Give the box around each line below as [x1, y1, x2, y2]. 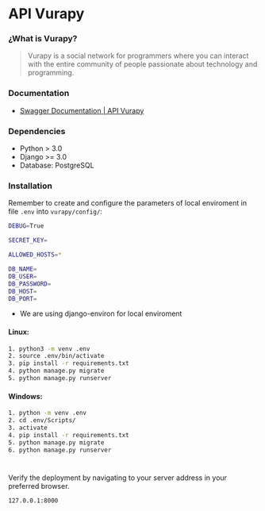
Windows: [8, 391, 43, 401]
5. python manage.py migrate [8, 438, 105, 447]
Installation [8, 180, 53, 191]
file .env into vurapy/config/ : [8, 207, 103, 217]
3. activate [8, 424, 48, 432]
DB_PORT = [8, 294, 37, 302]
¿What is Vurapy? [8, 33, 78, 44]
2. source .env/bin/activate [8, 352, 105, 360]
